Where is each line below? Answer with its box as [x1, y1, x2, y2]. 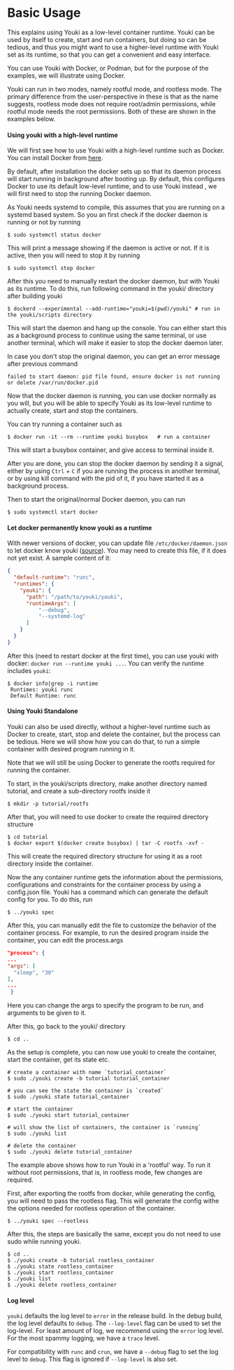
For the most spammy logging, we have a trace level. [7, 1334, 161, 1343]
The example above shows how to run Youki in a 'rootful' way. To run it [7, 1161, 211, 1169]
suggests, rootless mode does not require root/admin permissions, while [7, 99, 216, 108]
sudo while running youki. [7, 1237, 82, 1246]
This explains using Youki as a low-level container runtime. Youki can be [7, 28, 215, 36]
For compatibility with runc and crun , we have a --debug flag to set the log [7, 1348, 219, 1356]
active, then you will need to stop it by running [7, 251, 140, 260]
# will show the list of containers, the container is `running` [7, 1124, 201, 1131]
